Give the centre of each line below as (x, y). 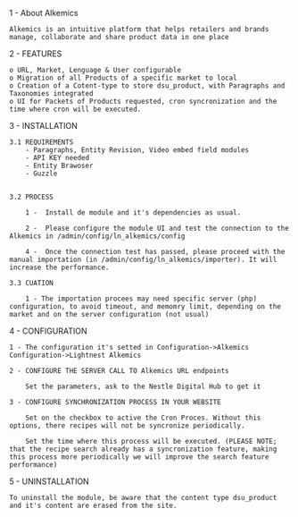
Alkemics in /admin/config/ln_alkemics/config (97, 236)
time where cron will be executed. (75, 109)
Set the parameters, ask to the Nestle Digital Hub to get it (143, 386)
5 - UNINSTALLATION (49, 481)
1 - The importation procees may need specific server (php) (141, 299)
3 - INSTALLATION (44, 126)
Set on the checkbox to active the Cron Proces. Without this (143, 418)
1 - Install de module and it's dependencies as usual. (133, 213)
